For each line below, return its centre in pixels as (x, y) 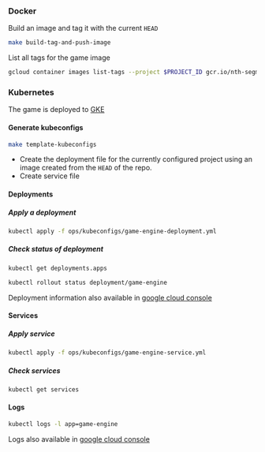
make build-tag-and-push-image (60, 43)
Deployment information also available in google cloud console (110, 297)
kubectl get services (44, 389)
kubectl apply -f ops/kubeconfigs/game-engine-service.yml (107, 353)
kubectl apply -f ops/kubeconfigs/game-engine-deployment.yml (112, 231)
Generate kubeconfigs (46, 127)
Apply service (32, 334)
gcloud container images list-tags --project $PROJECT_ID (105, 73)
